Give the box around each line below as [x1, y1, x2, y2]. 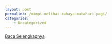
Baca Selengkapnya [5, 33, 45, 39]
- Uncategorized [14, 20, 47, 25]
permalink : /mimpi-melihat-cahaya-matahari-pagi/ [5, 11, 108, 16]
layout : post [5, 7, 32, 12]
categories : [5, 16, 29, 21]
